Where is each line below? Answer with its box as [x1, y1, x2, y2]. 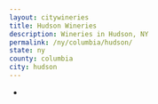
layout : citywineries [9, 12, 90, 22]
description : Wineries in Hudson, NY [9, 29, 149, 38]
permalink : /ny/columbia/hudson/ [9, 37, 133, 47]
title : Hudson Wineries [9, 21, 98, 30]
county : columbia [9, 54, 74, 63]
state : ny [9, 46, 46, 55]
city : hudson [9, 63, 58, 72]
